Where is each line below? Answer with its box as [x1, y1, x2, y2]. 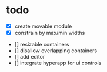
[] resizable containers [14, 41, 69, 48]
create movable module [14, 23, 72, 30]
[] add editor [14, 53, 45, 60]
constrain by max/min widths [14, 30, 85, 36]
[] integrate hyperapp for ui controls [14, 59, 102, 67]
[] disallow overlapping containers [14, 47, 98, 54]
